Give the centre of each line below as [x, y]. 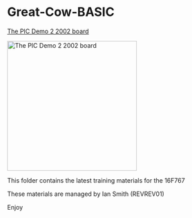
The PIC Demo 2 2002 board [48, 31]
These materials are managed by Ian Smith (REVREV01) [86, 194]
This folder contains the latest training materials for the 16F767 [96, 180]
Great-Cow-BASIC [61, 12]
